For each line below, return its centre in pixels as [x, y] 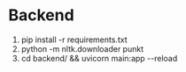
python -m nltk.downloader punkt [82, 48]
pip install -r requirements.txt [74, 40]
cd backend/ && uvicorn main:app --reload [99, 58]
